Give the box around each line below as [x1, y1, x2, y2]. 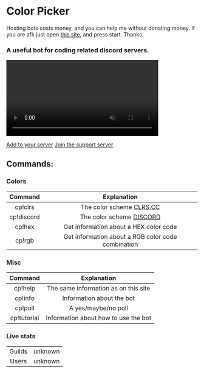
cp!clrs [15, 202, 35, 211]
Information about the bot [62, 294, 135, 303]
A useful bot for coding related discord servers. [6, 46, 150, 54]
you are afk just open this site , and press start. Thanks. [6, 30, 144, 38]
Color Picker [6, 4, 70, 18]
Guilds [9, 347, 28, 355]
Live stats [6, 332, 36, 341]
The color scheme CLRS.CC [80, 202, 160, 211]
